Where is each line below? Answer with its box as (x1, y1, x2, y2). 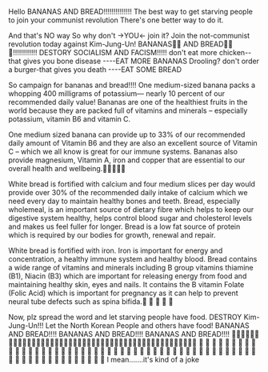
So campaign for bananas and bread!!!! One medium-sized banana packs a (8, 80, 256, 90)
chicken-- (218, 48, 252, 57)
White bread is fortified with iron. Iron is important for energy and (8, 246, 223, 255)
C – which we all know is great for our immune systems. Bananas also (8, 147, 238, 156)
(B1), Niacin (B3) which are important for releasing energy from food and (8, 271, 247, 281)
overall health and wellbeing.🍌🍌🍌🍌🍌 (8, 164, 126, 173)
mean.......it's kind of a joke (110, 355, 200, 364)
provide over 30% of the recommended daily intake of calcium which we (8, 188, 248, 197)
